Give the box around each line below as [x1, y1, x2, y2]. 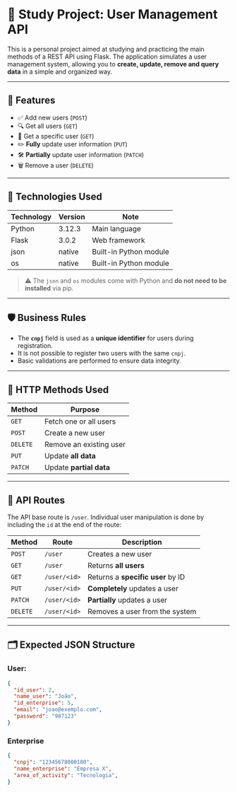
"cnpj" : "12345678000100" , [13, 758, 93, 766]
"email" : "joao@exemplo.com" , [13, 706, 102, 714]
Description [122, 537, 162, 547]
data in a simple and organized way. [7, 67, 113, 76]
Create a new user [44, 428, 106, 438]
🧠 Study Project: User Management [7, 6, 218, 23]
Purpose [70, 404, 100, 414]
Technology [11, 211, 51, 221]
